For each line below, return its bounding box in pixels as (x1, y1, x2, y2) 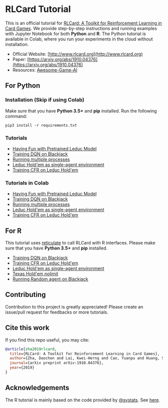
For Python (5, 81, 40, 90)
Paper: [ (12, 56, 29, 62)
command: (5, 113, 27, 119)
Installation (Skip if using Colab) (5, 96, 84, 103)
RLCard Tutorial (5, 3, 71, 15)
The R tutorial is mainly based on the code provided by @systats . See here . (5, 396, 160, 403)
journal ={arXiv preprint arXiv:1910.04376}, (9, 360, 104, 365)
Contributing (5, 290, 46, 299)
